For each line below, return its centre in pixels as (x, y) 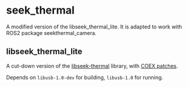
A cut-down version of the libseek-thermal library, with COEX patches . (92, 66)
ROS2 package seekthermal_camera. (51, 33)
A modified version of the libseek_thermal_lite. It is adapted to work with (94, 27)
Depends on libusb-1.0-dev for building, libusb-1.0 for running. (85, 77)
